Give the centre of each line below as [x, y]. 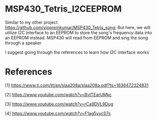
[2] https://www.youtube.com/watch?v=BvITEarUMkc [58, 94]
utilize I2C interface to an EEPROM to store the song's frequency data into [78, 32]
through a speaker [23, 43]
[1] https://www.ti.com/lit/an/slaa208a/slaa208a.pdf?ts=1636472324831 [77, 85]
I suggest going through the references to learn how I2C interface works [77, 52]
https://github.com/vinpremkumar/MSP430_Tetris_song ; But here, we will [78, 27]
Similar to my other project [31, 22]
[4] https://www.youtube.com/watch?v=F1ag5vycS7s [58, 113]
